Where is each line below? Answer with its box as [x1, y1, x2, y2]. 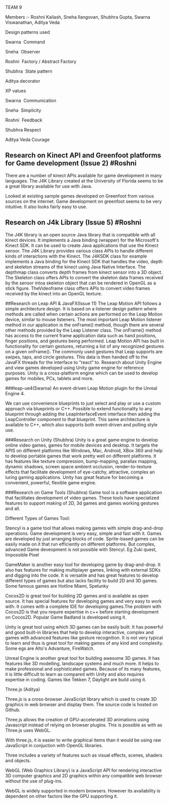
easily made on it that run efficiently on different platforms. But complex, [5, 541, 156, 547]
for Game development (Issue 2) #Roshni [5, 159, 137, 168]
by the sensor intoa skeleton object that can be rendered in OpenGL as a [5, 280, 156, 286]
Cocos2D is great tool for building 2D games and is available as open [5, 592, 149, 599]
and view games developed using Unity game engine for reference [5, 364, 144, 370]
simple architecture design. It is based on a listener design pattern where [5, 305, 157, 312]
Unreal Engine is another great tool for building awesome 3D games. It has [5, 655, 160, 661]
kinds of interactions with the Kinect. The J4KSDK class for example [5, 253, 147, 259]
